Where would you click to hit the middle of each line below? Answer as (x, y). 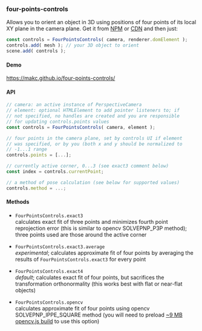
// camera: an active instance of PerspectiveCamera (74, 105)
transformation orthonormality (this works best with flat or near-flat (99, 284)
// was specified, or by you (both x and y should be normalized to (94, 144)
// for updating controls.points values (58, 122)
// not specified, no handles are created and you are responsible (93, 116)
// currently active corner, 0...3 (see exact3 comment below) (88, 166)
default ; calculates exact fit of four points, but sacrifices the (90, 277)
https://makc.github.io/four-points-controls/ (61, 78)
